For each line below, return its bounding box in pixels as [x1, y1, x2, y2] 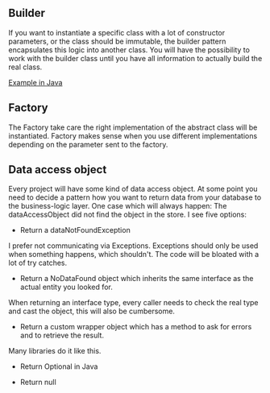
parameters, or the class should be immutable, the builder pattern [8, 36, 226, 46]
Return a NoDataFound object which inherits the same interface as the [19, 274, 254, 283]
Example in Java [8, 77, 63, 87]
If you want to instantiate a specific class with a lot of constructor [8, 27, 226, 37]
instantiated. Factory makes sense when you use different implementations [8, 130, 258, 140]
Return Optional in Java [19, 362, 98, 371]
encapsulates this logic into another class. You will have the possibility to [8, 44, 250, 55]
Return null [19, 378, 56, 387]
